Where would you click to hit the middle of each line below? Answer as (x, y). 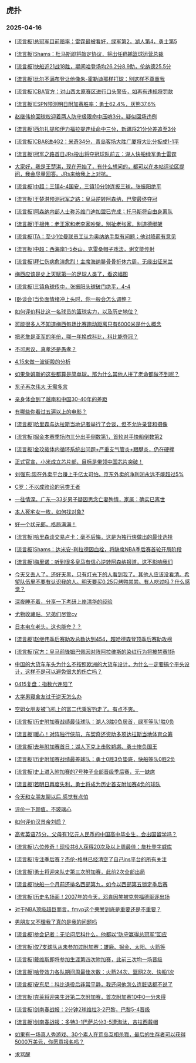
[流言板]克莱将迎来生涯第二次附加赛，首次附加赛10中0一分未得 (90, 996)
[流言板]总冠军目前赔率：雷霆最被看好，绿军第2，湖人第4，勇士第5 (96, 41)
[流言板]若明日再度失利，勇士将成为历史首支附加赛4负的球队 (88, 784)
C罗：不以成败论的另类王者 (48, 486)
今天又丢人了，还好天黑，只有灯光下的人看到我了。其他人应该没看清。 (99, 574)
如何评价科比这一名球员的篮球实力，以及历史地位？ (76, 312)
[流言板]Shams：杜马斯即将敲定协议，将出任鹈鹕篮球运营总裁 (89, 54)
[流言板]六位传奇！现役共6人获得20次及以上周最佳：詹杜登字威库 (93, 846)
